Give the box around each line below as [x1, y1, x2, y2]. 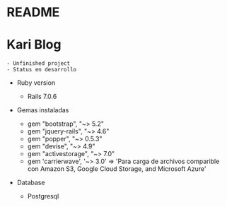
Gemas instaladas [16, 106, 69, 114]
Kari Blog [6, 37, 62, 53]
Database [16, 178, 45, 187]
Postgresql [27, 192, 59, 201]
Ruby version [16, 78, 56, 87]
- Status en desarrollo [6, 66, 77, 73]
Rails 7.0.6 [27, 93, 57, 101]
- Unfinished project [6, 60, 71, 67]
